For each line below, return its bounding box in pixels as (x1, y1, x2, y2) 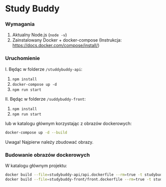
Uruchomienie (5, 55, 41, 62)
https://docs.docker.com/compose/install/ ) (12, 43, 100, 49)
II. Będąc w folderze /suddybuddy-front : (5, 96, 86, 102)
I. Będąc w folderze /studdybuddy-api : (5, 66, 83, 72)
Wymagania (5, 21, 35, 28)
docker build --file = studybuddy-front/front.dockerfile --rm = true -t (5, 177, 152, 182)
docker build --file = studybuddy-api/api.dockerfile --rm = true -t (5, 172, 142, 177)
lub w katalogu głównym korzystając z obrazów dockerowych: (5, 120, 132, 126)
